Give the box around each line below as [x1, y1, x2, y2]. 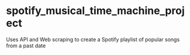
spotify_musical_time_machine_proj [6, 4, 185, 18]
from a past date [6, 42, 46, 49]
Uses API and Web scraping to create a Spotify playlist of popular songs [6, 36, 180, 43]
